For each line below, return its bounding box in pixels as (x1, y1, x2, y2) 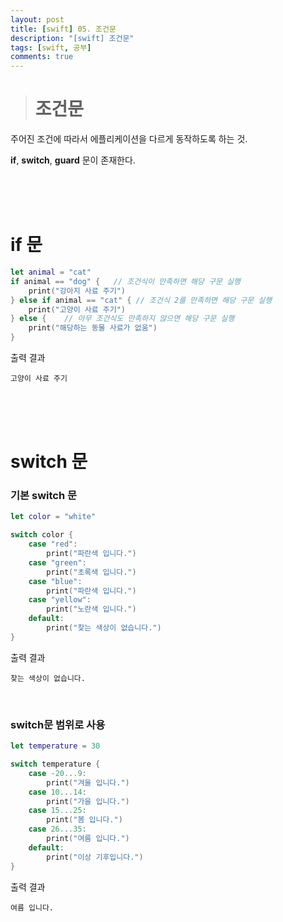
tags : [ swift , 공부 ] (10, 42, 92, 53)
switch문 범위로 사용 (10, 717, 106, 731)
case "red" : (28, 539, 78, 550)
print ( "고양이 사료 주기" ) (28, 304, 126, 315)
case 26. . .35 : (28, 824, 87, 835)
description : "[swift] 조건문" (10, 33, 135, 43)
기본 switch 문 (10, 489, 78, 503)
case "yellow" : (28, 595, 92, 605)
